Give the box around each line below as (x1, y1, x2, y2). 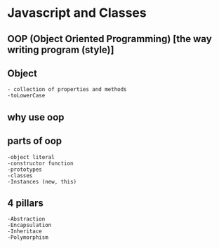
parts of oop (7, 135, 62, 147)
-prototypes (7, 166, 42, 173)
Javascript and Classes (7, 5, 147, 21)
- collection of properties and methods (7, 86, 128, 93)
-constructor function (7, 160, 74, 167)
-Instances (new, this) (7, 178, 77, 185)
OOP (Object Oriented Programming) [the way (7, 33, 212, 45)
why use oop (7, 111, 65, 123)
